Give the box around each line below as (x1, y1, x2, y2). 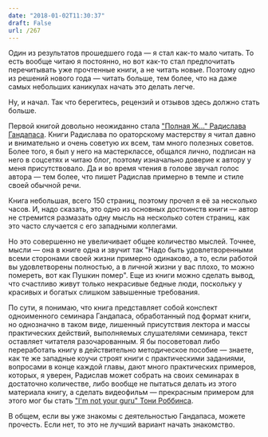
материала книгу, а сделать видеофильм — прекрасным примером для (8, 388, 254, 397)
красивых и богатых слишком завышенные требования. (8, 287, 200, 297)
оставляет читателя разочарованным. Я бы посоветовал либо (8, 337, 221, 346)
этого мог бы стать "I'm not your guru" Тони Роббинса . (8, 396, 194, 406)
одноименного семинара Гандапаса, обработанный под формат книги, (8, 311, 251, 321)
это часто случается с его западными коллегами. (8, 221, 178, 231)
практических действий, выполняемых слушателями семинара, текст (8, 328, 248, 338)
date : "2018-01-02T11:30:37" (8, 11, 105, 20)
